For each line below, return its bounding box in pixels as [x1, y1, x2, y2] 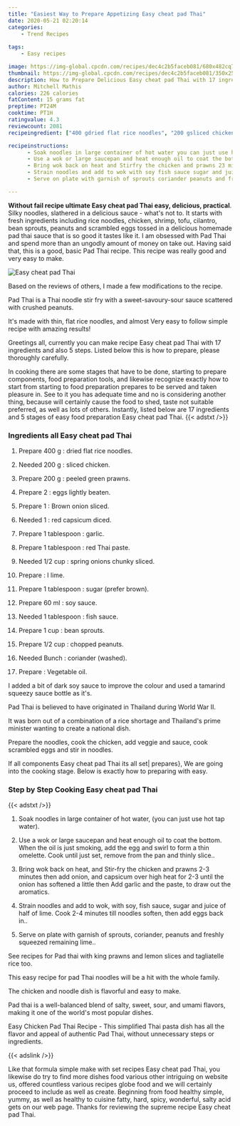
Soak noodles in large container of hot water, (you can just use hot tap [18, 815, 225, 823]
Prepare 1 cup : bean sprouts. [18, 626, 105, 635]
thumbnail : [8, 69, 41, 77]
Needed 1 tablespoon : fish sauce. [18, 612, 119, 621]
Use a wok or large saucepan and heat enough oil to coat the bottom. [18, 836, 222, 844]
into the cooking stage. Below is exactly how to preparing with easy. [8, 767, 208, 775]
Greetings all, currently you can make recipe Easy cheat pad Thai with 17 [8, 338, 221, 346]
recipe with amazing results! [8, 324, 91, 333]
